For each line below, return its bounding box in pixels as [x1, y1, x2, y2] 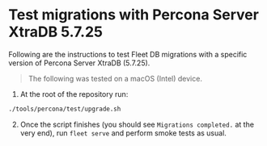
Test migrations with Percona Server [8, 6, 259, 24]
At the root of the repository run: [19, 89, 129, 98]
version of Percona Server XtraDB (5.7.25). [8, 58, 150, 68]
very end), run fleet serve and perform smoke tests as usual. [19, 127, 227, 138]
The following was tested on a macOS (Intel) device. [28, 73, 202, 83]
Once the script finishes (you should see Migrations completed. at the [19, 119, 255, 129]
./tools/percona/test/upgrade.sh [8, 105, 121, 113]
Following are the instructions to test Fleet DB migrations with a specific [8, 49, 248, 59]
